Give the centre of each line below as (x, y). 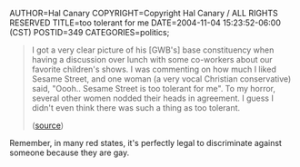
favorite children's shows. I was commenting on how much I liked (154, 69)
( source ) (48, 125)
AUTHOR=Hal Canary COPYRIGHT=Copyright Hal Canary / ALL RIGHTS (144, 13)
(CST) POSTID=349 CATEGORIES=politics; (90, 32)
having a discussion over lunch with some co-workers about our (152, 59)
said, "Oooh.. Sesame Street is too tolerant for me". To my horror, (153, 88)
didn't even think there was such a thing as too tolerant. (136, 108)
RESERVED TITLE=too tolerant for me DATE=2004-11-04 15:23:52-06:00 (145, 23)
